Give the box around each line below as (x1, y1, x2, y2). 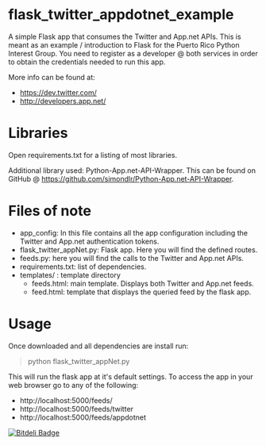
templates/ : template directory (19, 270, 121, 279)
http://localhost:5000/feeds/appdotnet (19, 412, 147, 422)
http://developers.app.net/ (19, 96, 106, 105)
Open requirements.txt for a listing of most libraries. (8, 150, 177, 159)
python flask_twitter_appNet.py (27, 356, 130, 366)
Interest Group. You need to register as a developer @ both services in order (8, 48, 258, 58)
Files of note (8, 202, 91, 220)
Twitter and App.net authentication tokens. (19, 236, 160, 246)
